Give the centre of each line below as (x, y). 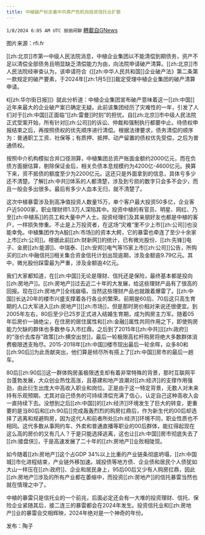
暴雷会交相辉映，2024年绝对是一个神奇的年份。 (86, 512)
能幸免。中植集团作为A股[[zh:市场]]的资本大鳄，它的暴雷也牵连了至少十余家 (102, 232)
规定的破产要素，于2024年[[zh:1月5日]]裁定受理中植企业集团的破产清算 (106, 79)
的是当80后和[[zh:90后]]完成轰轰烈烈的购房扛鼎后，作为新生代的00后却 (102, 411)
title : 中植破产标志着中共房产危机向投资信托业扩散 (63, 12)
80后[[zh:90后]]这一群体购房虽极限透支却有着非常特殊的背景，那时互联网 (98, 372)
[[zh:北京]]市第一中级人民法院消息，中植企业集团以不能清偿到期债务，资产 (100, 56)
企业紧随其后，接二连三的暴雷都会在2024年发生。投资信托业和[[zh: (96, 505)
